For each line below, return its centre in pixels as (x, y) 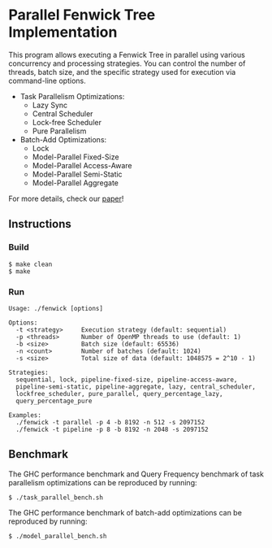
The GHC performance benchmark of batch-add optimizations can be (125, 512)
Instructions (40, 224)
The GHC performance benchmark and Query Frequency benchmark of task (136, 474)
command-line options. (47, 80)
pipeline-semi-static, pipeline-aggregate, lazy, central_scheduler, (136, 387)
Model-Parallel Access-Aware (82, 165)
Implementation (63, 32)
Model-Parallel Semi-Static (78, 174)
